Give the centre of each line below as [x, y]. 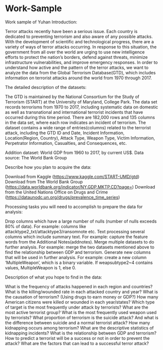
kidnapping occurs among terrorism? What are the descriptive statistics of [80, 328]
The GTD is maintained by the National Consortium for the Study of [72, 96]
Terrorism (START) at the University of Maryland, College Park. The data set [81, 102]
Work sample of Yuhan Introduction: [41, 22]
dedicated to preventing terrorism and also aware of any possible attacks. [79, 36]
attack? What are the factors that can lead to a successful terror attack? [77, 343]
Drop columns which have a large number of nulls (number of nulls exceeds [81, 221]
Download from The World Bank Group [44, 182]
